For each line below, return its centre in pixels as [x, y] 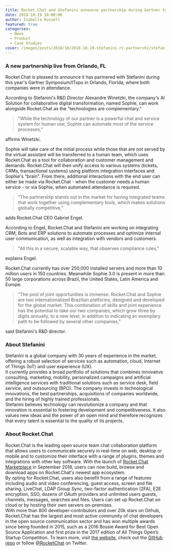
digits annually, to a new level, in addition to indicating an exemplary [89, 316]
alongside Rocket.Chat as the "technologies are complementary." [74, 108]
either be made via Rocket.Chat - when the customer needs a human [77, 181]
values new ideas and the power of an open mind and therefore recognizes [84, 415]
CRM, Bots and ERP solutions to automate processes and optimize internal [83, 233]
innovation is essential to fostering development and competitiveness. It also [85, 410]
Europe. [13, 284]
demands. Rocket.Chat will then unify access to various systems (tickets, [82, 165]
